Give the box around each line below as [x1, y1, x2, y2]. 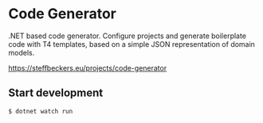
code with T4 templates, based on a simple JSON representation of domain [8, 39, 255, 48]
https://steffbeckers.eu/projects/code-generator [8, 63, 167, 72]
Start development [8, 86, 104, 100]
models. [8, 48, 35, 57]
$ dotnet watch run [8, 107, 73, 115]
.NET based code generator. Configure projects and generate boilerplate [8, 31, 247, 40]
